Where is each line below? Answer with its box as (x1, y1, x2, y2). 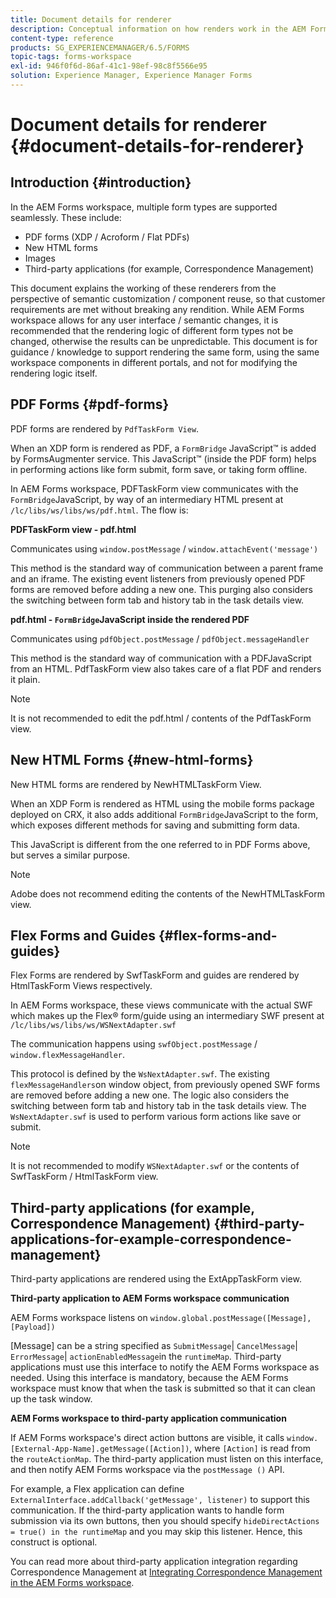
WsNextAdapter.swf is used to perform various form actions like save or (10, 1111, 302, 1123)
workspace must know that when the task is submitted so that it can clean (10, 1382, 316, 1395)
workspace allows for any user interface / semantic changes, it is (10, 314, 279, 326)
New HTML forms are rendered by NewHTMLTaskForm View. (10, 778, 262, 790)
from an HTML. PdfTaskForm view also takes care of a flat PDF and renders (10, 662, 322, 675)
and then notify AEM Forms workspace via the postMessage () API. (10, 1464, 285, 1476)
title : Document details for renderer (10, 14, 172, 25)
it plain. (10, 673, 41, 685)
